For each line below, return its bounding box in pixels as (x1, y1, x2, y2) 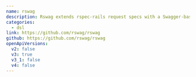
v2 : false (11, 46, 35, 52)
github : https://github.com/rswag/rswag (6, 35, 106, 41)
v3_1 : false (11, 57, 41, 63)
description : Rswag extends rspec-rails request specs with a (6, 14, 160, 20)
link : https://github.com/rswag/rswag (6, 30, 100, 36)
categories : (6, 19, 35, 25)
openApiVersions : (6, 41, 48, 47)
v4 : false (11, 62, 35, 68)
